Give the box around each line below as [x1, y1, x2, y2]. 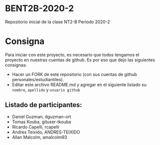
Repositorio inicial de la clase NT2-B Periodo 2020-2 [5, 19, 110, 25]
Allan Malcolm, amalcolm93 [12, 134, 67, 140]
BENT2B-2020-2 [5, 3, 74, 14]
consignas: [5, 62, 27, 68]
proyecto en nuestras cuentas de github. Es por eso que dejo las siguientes [5, 57, 155, 63]
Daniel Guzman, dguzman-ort [12, 114, 72, 119]
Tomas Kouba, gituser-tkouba [12, 119, 72, 125]
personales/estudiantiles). [12, 76, 64, 82]
